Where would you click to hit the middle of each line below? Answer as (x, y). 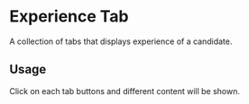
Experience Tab (69, 17)
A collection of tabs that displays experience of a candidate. (121, 41)
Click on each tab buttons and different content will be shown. (125, 91)
